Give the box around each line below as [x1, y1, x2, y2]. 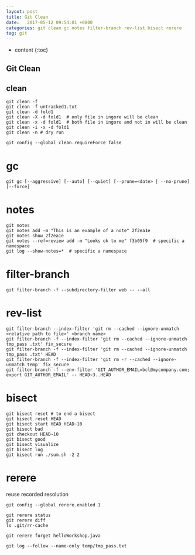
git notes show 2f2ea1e [6, 233, 64, 239]
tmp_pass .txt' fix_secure [6, 341, 72, 348]
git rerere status [6, 512, 51, 518]
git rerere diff [6, 517, 46, 523]
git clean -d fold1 [6, 109, 54, 115]
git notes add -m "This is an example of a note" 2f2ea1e [6, 228, 150, 234]
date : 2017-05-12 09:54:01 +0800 [6, 19, 93, 25]
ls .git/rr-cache [6, 522, 49, 528]
